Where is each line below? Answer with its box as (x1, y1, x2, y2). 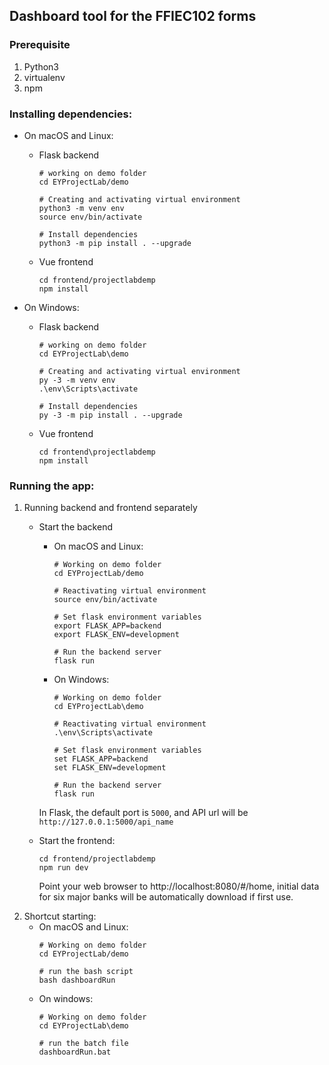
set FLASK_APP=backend (53, 754, 149, 764)
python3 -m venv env (38, 203, 125, 213)
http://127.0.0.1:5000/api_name (38, 817, 174, 828)
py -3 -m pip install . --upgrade (38, 410, 183, 420)
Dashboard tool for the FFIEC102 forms (9, 8, 257, 25)
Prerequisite (9, 38, 71, 52)
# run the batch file (38, 1039, 129, 1049)
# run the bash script (38, 967, 134, 977)
